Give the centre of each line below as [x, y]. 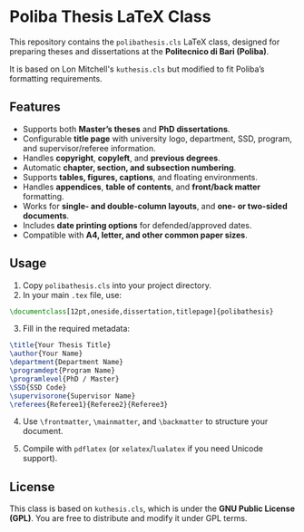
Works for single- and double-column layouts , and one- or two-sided [155, 206]
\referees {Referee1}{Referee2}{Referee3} [89, 404]
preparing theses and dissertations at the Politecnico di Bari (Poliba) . [139, 51]
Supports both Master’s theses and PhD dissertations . [126, 129]
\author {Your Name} [46, 354]
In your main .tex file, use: [72, 295]
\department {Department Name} [67, 363]
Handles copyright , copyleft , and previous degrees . [121, 158]
